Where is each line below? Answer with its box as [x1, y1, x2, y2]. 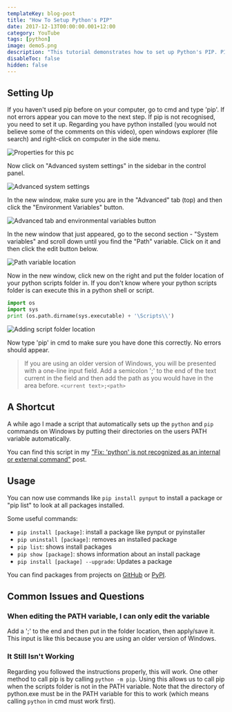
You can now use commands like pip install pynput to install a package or [7, 493, 223, 502]
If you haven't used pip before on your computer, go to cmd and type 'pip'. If [7, 105, 225, 114]
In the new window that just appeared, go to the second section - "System [7, 230, 219, 239]
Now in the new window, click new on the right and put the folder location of [7, 271, 224, 280]
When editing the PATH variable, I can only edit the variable [7, 612, 211, 621]
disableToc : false [7, 55, 60, 62]
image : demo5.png [7, 42, 57, 49]
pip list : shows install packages [17, 542, 113, 551]
